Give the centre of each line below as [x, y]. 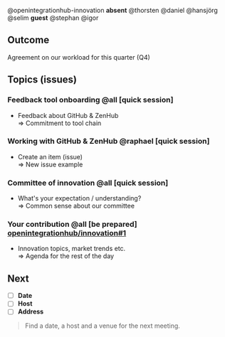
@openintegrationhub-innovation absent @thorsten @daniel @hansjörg [113, 10]
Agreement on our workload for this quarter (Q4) [79, 57]
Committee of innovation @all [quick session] [88, 183]
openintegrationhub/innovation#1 [67, 233]
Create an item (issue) [50, 156]
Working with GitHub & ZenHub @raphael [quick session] [109, 141]
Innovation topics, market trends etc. [72, 249]
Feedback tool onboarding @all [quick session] [90, 100]
